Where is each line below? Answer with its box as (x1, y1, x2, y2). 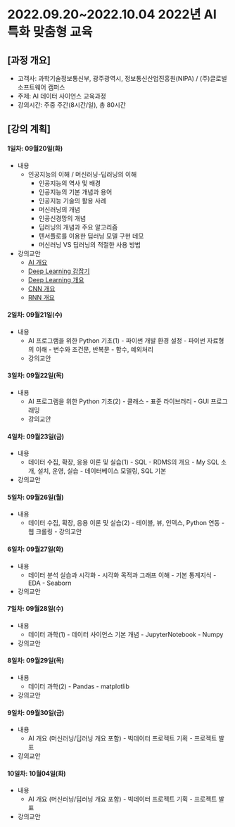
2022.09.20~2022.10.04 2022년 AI (7, 6, 217, 23)
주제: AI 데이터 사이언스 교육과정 (17, 92, 107, 100)
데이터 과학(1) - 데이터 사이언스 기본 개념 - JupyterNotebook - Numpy (27, 630, 224, 638)
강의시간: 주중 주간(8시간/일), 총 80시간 (17, 101, 127, 109)
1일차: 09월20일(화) (7, 144, 63, 152)
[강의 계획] (7, 123, 51, 135)
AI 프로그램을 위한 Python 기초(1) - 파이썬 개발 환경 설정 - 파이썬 (27, 336, 206, 345)
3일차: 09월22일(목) (7, 371, 65, 380)
